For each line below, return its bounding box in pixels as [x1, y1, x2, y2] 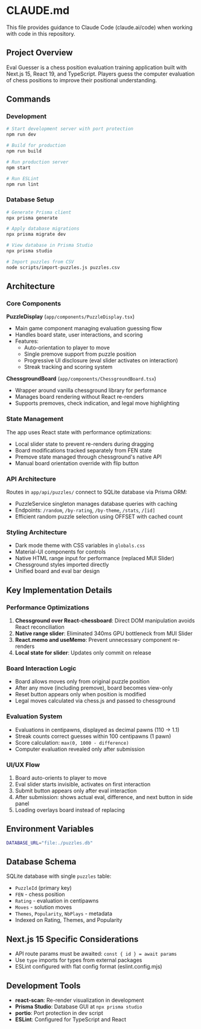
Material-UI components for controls [14, 548, 106, 555]
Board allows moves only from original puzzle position [14, 678, 150, 685]
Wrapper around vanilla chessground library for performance [14, 387, 167, 394]
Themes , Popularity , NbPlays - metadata [14, 910, 113, 917]
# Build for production [6, 143, 66, 149]
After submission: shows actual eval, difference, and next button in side [14, 793, 193, 800]
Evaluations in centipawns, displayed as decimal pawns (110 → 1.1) [14, 726, 180, 733]
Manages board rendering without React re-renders [14, 393, 144, 400]
